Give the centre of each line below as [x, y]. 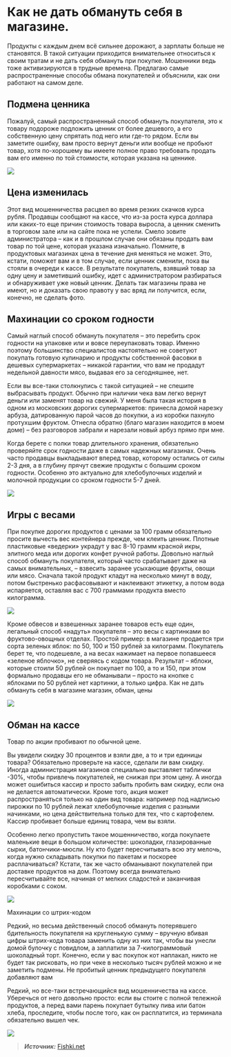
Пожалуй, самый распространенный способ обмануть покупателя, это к [115, 121]
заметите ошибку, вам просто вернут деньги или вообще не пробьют [110, 143]
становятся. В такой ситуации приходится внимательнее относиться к [111, 53]
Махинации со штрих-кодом [49, 912]
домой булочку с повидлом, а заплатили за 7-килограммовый [99, 948]
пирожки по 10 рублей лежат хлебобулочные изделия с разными [103, 806]
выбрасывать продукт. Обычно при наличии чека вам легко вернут [107, 393]
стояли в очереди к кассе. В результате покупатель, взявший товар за [111, 268]
